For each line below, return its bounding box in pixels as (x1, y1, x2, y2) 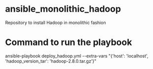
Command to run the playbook (5, 37, 132, 48)
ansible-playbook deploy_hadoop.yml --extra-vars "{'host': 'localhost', (5, 53, 149, 59)
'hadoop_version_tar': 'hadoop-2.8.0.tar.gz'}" (5, 58, 97, 64)
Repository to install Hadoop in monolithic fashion (5, 20, 106, 25)
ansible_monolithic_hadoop (5, 3, 121, 15)
